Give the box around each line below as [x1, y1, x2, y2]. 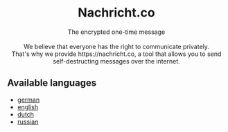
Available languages [7, 77, 97, 89]
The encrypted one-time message [67, 28, 166, 36]
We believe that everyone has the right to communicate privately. [23, 42, 210, 50]
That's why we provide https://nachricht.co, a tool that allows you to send [11, 50, 222, 58]
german [17, 95, 40, 104]
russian [17, 117, 39, 126]
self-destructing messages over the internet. [53, 57, 180, 65]
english [17, 102, 39, 111]
